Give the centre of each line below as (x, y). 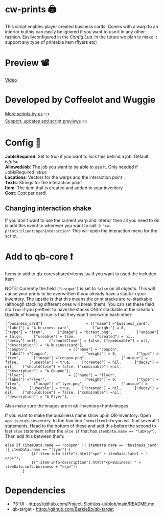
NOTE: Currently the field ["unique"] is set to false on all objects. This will (80, 288)
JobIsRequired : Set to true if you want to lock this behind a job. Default (77, 156)
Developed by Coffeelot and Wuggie (80, 100)
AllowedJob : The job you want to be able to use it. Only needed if (71, 167)
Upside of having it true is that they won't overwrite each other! (69, 315)
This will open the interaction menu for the (115, 230)
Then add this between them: (35, 436)
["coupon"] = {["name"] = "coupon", (62, 349)
